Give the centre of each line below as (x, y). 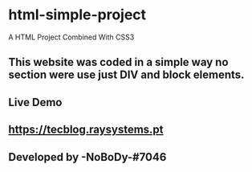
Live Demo (35, 102)
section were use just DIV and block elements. (126, 75)
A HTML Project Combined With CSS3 (71, 37)
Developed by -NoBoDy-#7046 (87, 157)
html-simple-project (77, 15)
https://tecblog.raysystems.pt (86, 130)
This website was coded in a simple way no (118, 62)
